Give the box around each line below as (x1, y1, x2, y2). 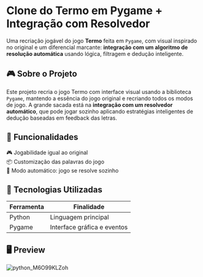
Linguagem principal (50, 213, 109, 222)
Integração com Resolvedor (6, 17, 150, 31)
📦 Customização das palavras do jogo (6, 158, 105, 165)
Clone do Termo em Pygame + (6, 4, 163, 18)
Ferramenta (9, 203, 44, 211)
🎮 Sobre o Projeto (6, 69, 78, 79)
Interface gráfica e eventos (50, 223, 128, 232)
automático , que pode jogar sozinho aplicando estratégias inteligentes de (6, 107, 193, 115)
